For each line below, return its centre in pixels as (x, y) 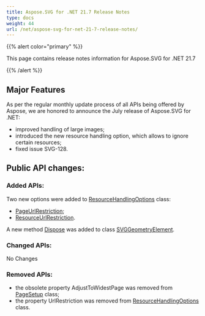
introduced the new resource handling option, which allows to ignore (102, 136)
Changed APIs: (29, 245)
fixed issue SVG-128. (42, 149)
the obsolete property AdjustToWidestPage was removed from (94, 288)
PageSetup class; (37, 295)
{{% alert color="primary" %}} (45, 47)
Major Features (36, 90)
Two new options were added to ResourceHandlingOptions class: (89, 199)
